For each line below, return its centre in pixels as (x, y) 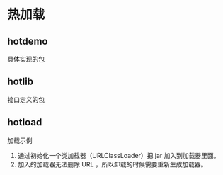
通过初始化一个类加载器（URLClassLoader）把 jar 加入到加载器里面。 (119, 155)
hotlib (21, 82)
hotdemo (28, 41)
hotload (25, 122)
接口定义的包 (26, 99)
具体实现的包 (26, 59)
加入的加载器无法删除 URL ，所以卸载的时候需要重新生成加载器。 (112, 164)
